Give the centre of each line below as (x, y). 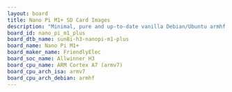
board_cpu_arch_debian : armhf (51, 78)
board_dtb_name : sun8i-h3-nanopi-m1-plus (68, 39)
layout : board (28, 13)
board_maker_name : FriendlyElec (54, 53)
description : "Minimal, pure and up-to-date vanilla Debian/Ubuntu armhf (117, 26)
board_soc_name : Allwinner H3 (51, 59)
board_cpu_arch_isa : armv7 (46, 71)
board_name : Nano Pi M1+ (43, 46)
